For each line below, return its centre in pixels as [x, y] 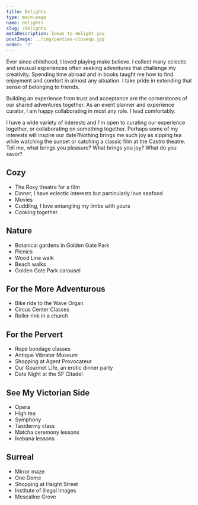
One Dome [28, 478]
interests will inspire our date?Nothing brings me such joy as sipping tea [94, 135]
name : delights [25, 23]
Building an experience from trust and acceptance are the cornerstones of [97, 98]
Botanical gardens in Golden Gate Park [62, 245]
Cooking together [36, 212]
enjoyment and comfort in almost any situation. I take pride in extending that [99, 80]
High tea [25, 413]
